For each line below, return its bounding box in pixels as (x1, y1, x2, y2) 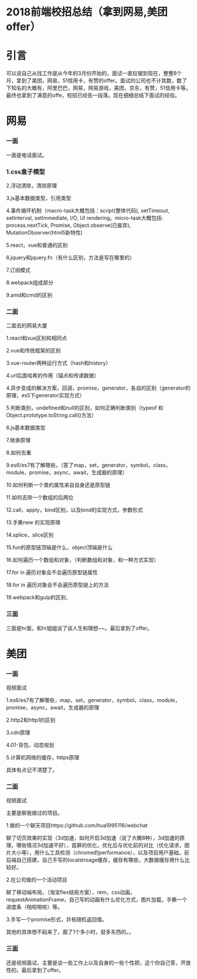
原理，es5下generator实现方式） (6, 392, 85, 399)
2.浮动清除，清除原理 (6, 182, 57, 189)
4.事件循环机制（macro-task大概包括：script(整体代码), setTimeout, (6, 207, 170, 214)
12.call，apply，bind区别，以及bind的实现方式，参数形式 (6, 507, 143, 514)
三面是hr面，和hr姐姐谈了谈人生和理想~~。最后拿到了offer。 (6, 624, 152, 632)
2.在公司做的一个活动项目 (6, 876, 67, 883)
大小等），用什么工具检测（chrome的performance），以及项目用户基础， (11, 849, 185, 856)
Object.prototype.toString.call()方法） (6, 412, 97, 419)
